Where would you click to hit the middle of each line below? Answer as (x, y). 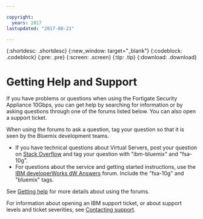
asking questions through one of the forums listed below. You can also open (101, 111)
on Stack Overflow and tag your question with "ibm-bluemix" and (97, 154)
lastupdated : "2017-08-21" (40, 28)
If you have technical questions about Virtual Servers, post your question (106, 148)
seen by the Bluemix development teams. (58, 136)
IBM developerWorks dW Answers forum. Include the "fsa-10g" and (99, 174)
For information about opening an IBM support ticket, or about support (94, 203)
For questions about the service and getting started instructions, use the (105, 167)
